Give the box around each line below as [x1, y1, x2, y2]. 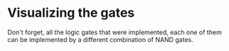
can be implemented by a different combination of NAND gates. [7, 35, 194, 43]
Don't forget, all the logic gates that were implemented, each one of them [7, 28, 222, 36]
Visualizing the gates [7, 5, 135, 21]
